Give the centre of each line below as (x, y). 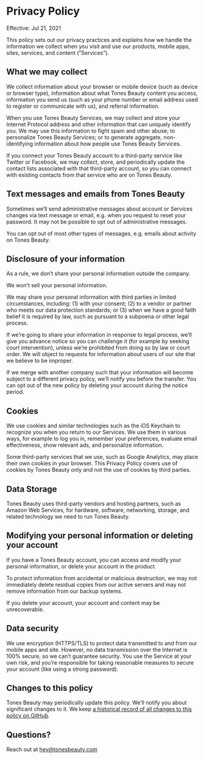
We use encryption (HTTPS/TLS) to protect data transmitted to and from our (102, 643)
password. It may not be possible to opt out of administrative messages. (97, 222)
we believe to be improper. (40, 361)
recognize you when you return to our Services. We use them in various (97, 432)
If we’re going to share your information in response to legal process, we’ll (99, 335)
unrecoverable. (25, 609)
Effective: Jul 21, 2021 (34, 28)
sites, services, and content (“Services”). (58, 52)
